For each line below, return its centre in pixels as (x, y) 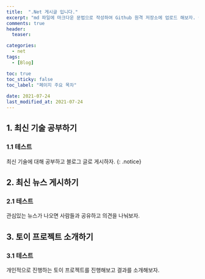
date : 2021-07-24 (28, 96)
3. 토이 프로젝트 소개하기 (50, 237)
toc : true (19, 74)
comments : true (26, 23)
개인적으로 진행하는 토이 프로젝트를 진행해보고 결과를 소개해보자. (83, 270)
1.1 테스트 (19, 147)
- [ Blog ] (23, 62)
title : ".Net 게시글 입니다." (42, 12)
